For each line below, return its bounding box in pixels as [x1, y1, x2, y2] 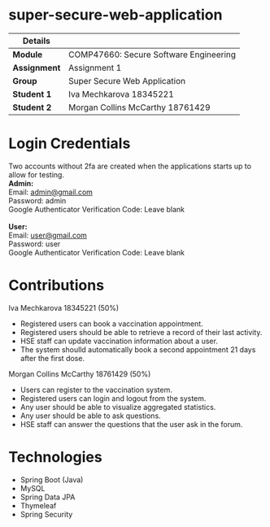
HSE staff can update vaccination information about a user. [20, 336, 218, 346]
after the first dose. [20, 353, 85, 363]
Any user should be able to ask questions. [20, 411, 161, 420]
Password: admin [8, 195, 67, 205]
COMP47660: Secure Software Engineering [68, 49, 237, 60]
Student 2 [12, 102, 52, 113]
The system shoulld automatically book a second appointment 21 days [20, 344, 256, 355]
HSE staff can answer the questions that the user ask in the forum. [20, 419, 243, 429]
